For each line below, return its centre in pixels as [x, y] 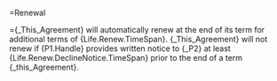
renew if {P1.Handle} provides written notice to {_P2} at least [120, 48]
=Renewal [28, 13]
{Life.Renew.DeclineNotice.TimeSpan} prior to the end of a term [126, 58]
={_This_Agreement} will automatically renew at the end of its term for [137, 29]
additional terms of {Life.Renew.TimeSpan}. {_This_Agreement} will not [138, 39]
